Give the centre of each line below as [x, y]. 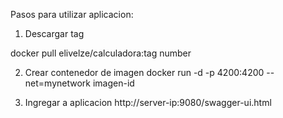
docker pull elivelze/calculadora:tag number [101, 53]
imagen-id [113, 83]
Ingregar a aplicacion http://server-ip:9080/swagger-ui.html [148, 102]
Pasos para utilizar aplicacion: [72, 14]
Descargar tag [54, 33]
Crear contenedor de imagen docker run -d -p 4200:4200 [144, 72]
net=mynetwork [57, 83]
